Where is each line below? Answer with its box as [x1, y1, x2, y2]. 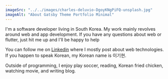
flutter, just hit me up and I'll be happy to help [5, 36, 100, 43]
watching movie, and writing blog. [5, 67, 76, 73]
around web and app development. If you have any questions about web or [5, 31, 162, 37]
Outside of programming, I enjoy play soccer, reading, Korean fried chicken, [5, 62, 163, 68]
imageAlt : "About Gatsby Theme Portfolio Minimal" [5, 12, 114, 17]
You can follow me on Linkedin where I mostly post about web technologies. [5, 46, 164, 52]
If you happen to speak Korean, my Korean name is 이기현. [5, 52, 127, 58]
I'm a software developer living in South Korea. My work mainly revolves [5, 26, 156, 32]
